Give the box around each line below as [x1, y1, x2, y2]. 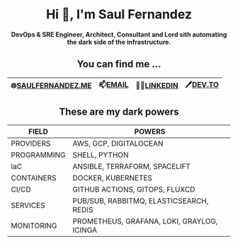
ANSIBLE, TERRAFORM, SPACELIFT [72, 162, 191, 172]
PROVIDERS [11, 139, 51, 149]
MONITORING [11, 221, 57, 231]
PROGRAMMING [11, 150, 66, 160]
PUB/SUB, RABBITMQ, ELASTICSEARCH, [72, 196, 209, 206]
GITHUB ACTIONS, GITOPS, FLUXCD [72, 185, 195, 194]
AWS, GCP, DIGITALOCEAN [72, 139, 164, 149]
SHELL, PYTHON [72, 150, 129, 160]
